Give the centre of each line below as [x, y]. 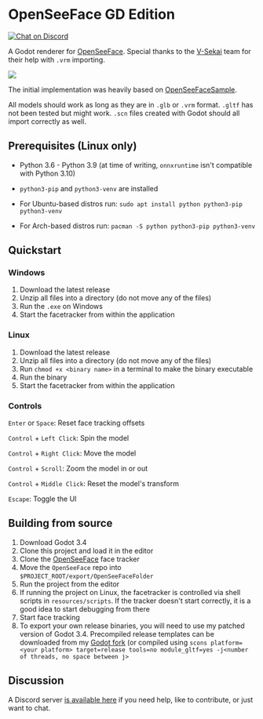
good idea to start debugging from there [85, 608]
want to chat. [29, 708]
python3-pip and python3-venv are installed [89, 188]
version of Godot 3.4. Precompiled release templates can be [117, 634]
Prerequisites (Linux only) [73, 146]
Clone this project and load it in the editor [86, 550]
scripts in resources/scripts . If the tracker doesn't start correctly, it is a [135, 601]
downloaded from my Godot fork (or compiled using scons [113, 642]
